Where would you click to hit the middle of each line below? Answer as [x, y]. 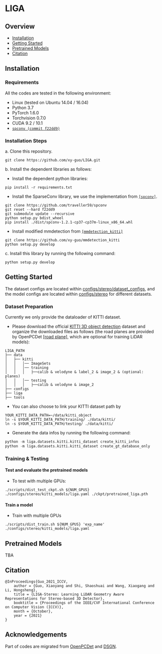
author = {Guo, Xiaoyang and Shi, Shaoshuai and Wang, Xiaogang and [84, 586]
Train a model [19, 505]
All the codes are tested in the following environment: [58, 93]
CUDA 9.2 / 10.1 [27, 123]
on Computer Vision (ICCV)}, [34, 607]
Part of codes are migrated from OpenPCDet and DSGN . [61, 646]
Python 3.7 [23, 108]
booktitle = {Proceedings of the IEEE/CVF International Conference [84, 603]
